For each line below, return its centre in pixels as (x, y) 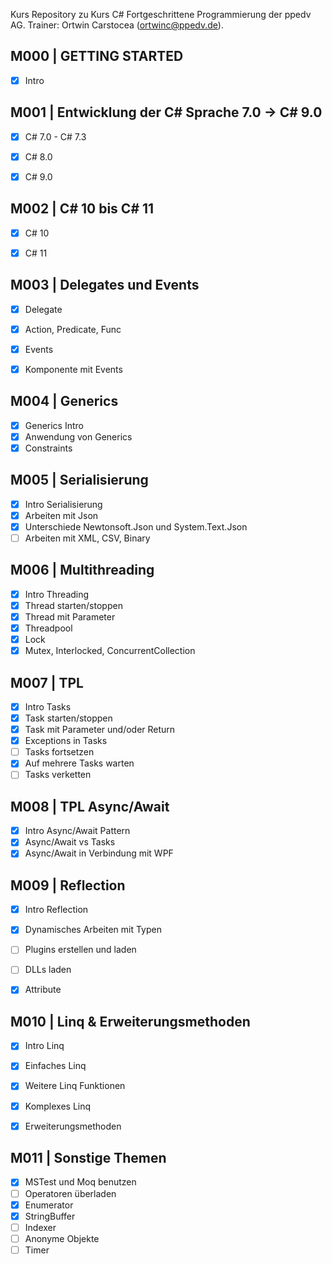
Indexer (40, 1227)
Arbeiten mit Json (61, 515)
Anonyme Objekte (62, 1238)
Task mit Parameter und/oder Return (100, 730)
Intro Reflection (56, 910)
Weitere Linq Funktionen (75, 1086)
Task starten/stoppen (68, 718)
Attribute (43, 990)
